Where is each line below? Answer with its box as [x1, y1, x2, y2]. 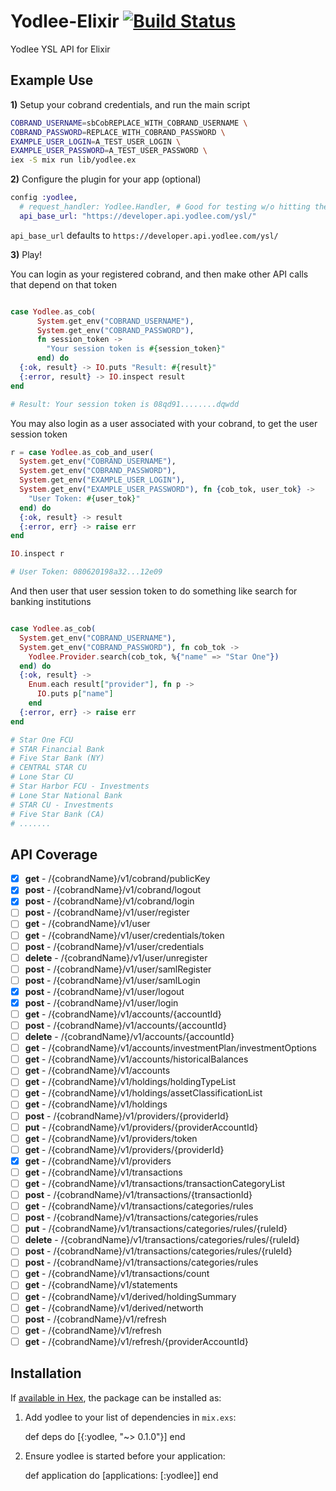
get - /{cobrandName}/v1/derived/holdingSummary [24, 1290, 237, 1302]
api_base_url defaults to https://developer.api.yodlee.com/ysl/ [10, 229, 279, 241]
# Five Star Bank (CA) [10, 809, 105, 819]
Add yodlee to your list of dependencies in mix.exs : [24, 1411, 237, 1423]
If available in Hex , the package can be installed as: [10, 1391, 222, 1404]
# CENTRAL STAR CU [10, 763, 87, 773]
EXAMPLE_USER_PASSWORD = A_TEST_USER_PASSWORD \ [10, 146, 208, 156]
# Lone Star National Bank [10, 790, 123, 800]
